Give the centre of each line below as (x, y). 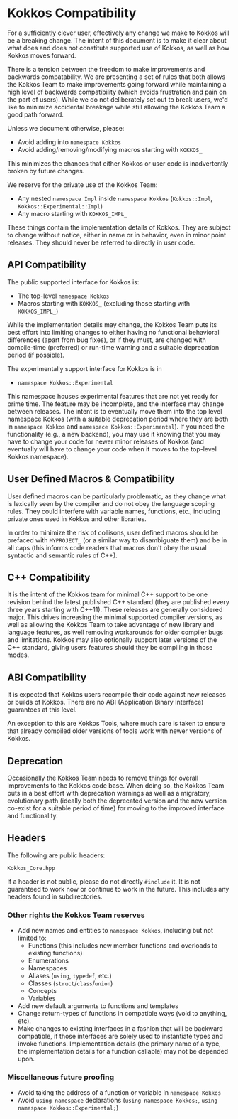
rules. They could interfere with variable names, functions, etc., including (114, 511)
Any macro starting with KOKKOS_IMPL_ (72, 213)
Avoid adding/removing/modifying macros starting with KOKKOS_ (110, 149)
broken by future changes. (46, 171)
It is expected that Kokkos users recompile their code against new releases (117, 695)
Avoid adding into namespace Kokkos (69, 142)
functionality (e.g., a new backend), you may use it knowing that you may (114, 434)
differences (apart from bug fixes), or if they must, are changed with (107, 340)
